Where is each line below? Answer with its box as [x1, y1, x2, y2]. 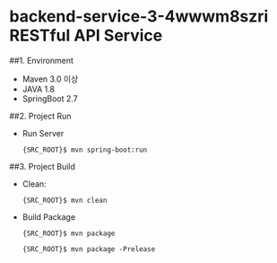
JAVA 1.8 [22, 83, 56, 94]
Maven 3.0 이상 [22, 74, 79, 84]
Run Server [22, 127, 65, 138]
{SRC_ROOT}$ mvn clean [22, 196, 108, 205]
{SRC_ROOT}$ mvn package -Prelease [22, 244, 156, 253]
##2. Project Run [9, 110, 72, 121]
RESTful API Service [9, 25, 163, 46]
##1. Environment [9, 55, 74, 66]
